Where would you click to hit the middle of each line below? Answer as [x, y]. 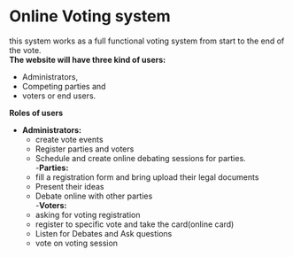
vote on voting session [76, 243]
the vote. [25, 50]
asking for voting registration [88, 214]
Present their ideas [69, 186]
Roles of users [36, 113]
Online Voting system [90, 16]
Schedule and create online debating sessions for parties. [140, 158]
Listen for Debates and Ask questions [104, 233]
